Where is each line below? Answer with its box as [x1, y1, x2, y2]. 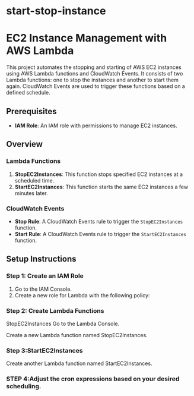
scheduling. [6, 382, 42, 391]
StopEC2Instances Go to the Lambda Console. [6, 320, 120, 327]
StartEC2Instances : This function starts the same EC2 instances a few [14, 183, 189, 190]
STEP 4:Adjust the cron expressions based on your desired [6, 375, 180, 383]
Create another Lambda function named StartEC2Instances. [6, 360, 152, 367]
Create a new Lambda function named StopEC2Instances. [6, 331, 148, 338]
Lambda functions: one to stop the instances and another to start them [6, 76, 179, 84]
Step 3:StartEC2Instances [6, 346, 83, 354]
